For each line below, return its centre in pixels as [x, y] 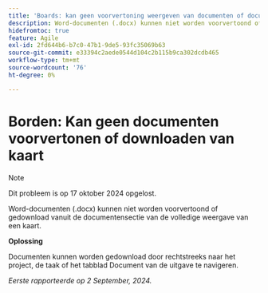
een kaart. [25, 225]
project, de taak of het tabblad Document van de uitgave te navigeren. [124, 265]
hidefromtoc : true [39, 30]
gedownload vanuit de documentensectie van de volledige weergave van [128, 217]
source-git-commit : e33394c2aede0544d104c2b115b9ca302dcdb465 [114, 53]
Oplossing [26, 241]
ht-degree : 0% [32, 75]
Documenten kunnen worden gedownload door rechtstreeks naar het [122, 256]
